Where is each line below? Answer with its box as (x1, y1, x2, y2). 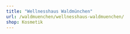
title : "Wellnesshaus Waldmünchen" (6, 8, 93, 14)
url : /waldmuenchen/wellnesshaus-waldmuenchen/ (6, 14, 125, 20)
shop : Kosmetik (6, 19, 43, 25)
